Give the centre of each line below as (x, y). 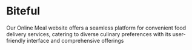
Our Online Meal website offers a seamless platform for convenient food (96, 28)
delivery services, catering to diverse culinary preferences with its (89, 34)
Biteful (23, 11)
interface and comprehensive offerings (75, 40)
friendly (16, 40)
